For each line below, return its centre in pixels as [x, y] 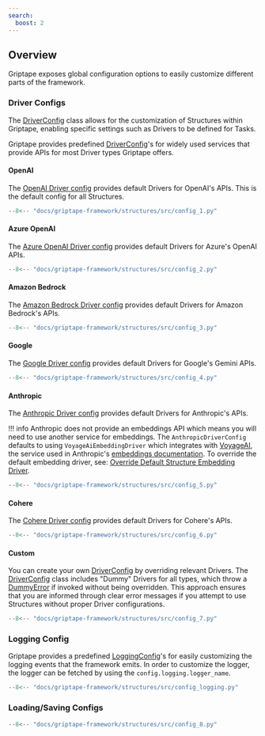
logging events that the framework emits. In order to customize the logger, [129, 665]
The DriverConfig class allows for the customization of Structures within [125, 120]
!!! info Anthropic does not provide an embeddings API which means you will [132, 429]
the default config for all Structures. [66, 196]
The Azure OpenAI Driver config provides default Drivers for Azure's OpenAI [132, 246]
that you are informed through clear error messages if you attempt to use [127, 596]
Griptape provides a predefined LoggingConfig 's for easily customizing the [130, 656]
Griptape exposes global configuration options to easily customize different [131, 74]
